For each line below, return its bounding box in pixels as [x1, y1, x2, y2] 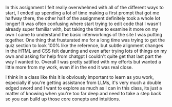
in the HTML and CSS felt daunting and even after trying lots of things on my [5, 48, 167, 54]
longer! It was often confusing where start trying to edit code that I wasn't [5, 20, 162, 27]
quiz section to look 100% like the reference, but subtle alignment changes [5, 42, 163, 48]
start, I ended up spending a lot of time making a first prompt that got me [5, 10, 160, 16]
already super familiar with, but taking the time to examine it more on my [5, 26, 158, 32]
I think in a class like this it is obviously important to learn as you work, [5, 74, 154, 80]
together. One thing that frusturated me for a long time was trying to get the [5, 37, 165, 43]
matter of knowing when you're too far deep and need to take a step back [5, 91, 162, 96]
